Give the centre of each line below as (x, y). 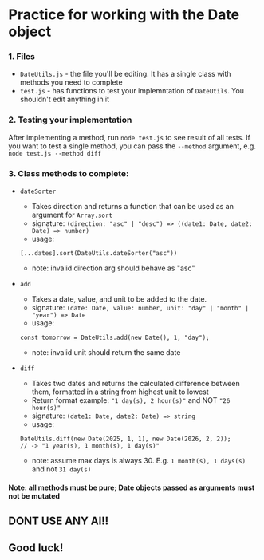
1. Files (22, 57)
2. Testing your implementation (70, 120)
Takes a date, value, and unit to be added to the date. (119, 299)
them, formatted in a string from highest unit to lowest (120, 392)
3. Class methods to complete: (69, 173)
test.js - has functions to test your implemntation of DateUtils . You (132, 91)
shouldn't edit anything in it (65, 99)
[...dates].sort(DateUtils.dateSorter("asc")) (99, 254)
